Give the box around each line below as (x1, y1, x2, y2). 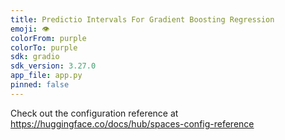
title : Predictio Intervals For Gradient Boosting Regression (10, 14, 275, 25)
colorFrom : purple (10, 33, 87, 43)
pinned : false (10, 80, 70, 90)
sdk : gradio (10, 52, 60, 62)
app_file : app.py (10, 71, 83, 81)
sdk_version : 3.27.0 (10, 61, 97, 71)
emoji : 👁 (10, 24, 50, 34)
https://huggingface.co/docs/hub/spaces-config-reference (10, 117, 255, 130)
